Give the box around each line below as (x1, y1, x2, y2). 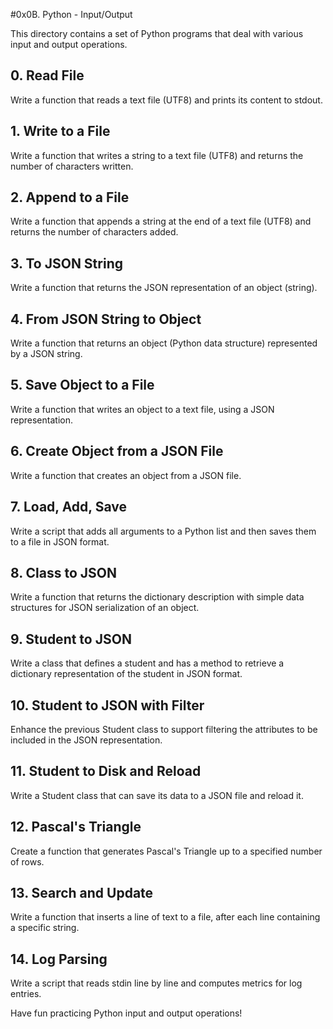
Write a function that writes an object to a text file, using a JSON (10, 403, 275, 415)
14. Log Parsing (10, 950, 108, 968)
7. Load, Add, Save (10, 499, 127, 516)
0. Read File (10, 67, 85, 84)
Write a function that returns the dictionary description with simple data (10, 591, 305, 603)
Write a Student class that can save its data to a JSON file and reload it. (10, 789, 304, 801)
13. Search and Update (10, 884, 154, 901)
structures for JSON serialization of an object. (10, 602, 200, 614)
